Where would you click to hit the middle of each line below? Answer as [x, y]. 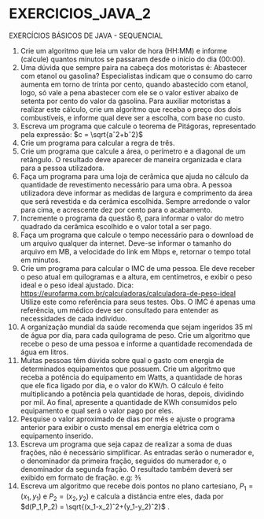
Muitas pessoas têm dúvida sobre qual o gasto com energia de [122, 360]
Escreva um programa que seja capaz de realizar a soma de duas [126, 444]
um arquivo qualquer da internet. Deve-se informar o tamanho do [126, 243]
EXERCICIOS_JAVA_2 [80, 14]
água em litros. [44, 352]
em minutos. [40, 260]
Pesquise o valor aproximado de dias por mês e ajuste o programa [128, 419]
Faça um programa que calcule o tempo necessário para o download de [137, 235]
